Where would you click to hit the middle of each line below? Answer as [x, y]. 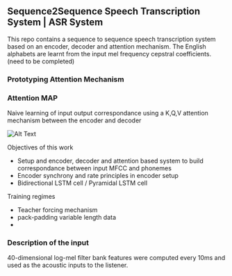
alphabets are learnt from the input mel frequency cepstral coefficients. [109, 54]
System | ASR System [55, 23]
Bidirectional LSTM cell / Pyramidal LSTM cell [82, 183]
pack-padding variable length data [67, 218]
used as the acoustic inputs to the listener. [68, 265]
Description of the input [48, 243]
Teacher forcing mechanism [57, 210]
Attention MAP [32, 98]
